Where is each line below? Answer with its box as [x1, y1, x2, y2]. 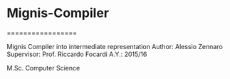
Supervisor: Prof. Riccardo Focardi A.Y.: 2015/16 [6, 50, 147, 58]
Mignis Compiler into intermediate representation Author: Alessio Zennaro [6, 42, 224, 51]
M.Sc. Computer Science [6, 63, 80, 72]
